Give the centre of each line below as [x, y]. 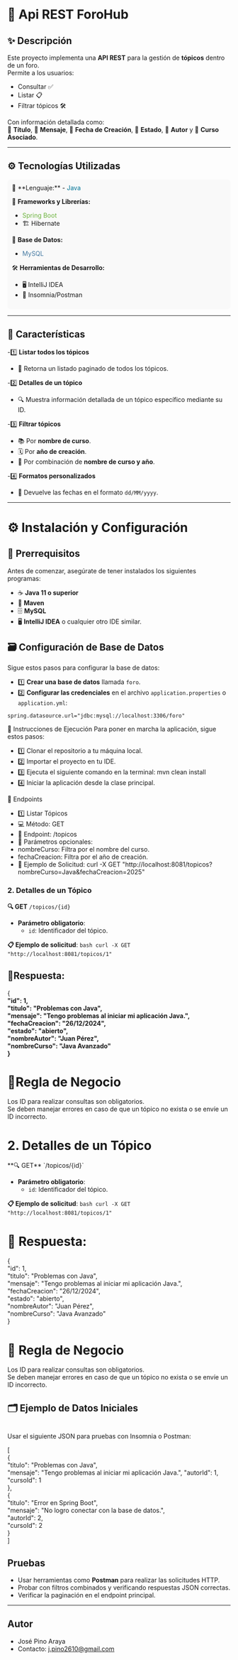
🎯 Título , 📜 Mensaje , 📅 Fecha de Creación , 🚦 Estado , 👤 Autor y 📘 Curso [113, 130]
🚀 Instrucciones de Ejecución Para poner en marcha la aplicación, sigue [112, 729]
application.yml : [42, 703]
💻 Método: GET [41, 824]
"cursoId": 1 [24, 1480]
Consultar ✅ [35, 87]
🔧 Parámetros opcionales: [55, 842]
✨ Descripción [40, 41]
